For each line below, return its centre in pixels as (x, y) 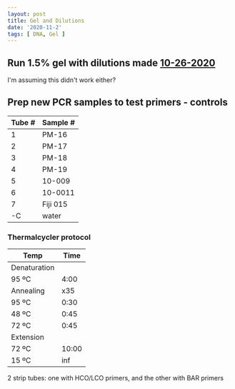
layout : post (27, 14)
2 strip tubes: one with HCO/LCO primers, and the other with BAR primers (115, 378)
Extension (27, 338)
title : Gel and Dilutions (46, 21)
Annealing (28, 291)
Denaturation (33, 268)
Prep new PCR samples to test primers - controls (118, 102)
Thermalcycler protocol (49, 237)
